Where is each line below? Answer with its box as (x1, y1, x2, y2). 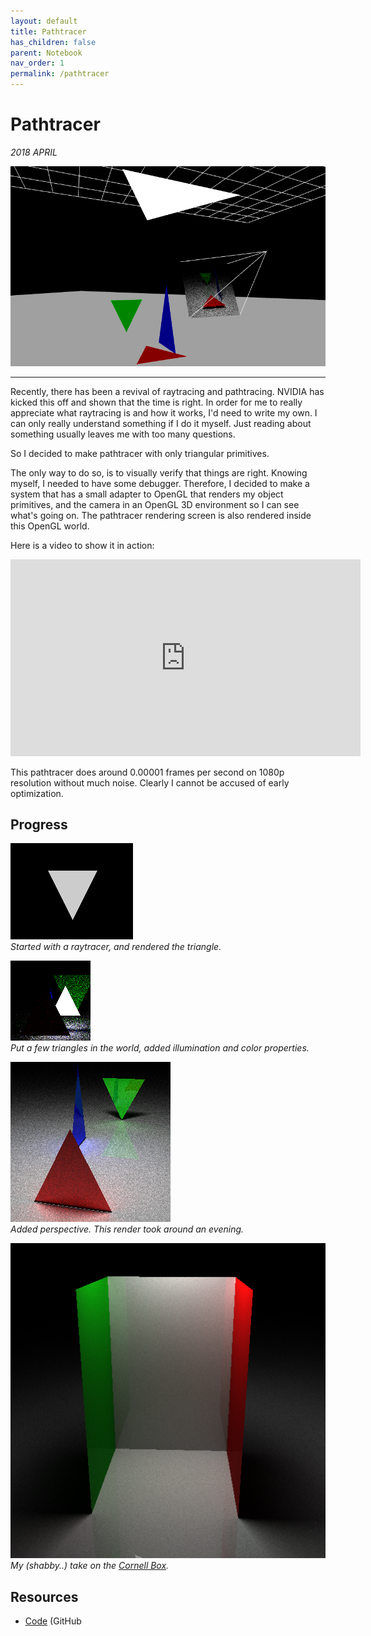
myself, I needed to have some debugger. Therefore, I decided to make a (10, 477, 310, 489)
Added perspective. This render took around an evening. (10, 1223, 245, 1235)
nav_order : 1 (10, 58, 65, 69)
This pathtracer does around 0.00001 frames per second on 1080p (10, 766, 285, 778)
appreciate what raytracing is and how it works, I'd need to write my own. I (10, 406, 318, 419)
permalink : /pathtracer (10, 69, 110, 79)
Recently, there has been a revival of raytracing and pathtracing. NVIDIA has (10, 385, 325, 397)
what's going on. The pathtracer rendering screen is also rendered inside (10, 509, 312, 521)
